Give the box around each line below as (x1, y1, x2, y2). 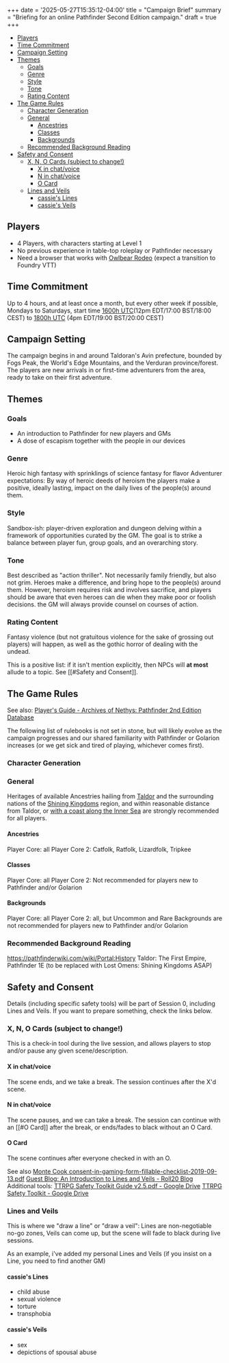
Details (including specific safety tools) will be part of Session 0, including (7, 1000, 215, 1008)
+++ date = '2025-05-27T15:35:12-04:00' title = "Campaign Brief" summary (7, 6, 221, 14)
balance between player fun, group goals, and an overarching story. (7, 538, 198, 547)
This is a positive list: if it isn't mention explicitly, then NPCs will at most (7, 661, 208, 669)
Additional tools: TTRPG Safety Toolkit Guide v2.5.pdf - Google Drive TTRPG (7, 1181, 222, 1190)
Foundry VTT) (16, 260, 57, 269)
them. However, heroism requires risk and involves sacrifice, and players (7, 586, 212, 594)
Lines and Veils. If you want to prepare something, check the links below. (7, 1007, 213, 1015)
